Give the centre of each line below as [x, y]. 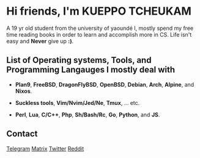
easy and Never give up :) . [40, 41]
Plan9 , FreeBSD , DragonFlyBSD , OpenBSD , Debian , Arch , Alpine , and [105, 84]
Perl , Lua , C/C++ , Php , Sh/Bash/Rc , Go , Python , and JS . [87, 115]
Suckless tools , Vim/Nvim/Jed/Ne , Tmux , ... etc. [77, 102]
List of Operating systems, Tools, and [79, 60]
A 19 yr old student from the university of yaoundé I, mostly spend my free [100, 28]
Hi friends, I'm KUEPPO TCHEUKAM [99, 11]
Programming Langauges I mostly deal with [91, 70]
